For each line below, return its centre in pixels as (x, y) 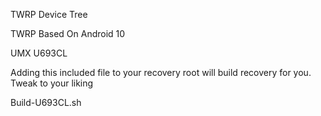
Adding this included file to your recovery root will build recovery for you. (161, 72)
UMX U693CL (39, 53)
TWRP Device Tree (49, 14)
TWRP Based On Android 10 (68, 33)
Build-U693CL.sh (46, 102)
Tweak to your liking (52, 83)
